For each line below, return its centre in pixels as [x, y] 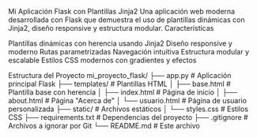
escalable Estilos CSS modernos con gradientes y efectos [102, 60]
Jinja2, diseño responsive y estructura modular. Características [111, 28]
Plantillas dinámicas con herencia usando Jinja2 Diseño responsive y [121, 43]
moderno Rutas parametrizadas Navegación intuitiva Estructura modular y [129, 52]
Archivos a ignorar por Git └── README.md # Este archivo [104, 126]
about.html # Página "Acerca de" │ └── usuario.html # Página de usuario [128, 101]
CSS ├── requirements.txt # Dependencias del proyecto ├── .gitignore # [128, 117]
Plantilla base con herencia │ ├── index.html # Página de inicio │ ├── [123, 92]
